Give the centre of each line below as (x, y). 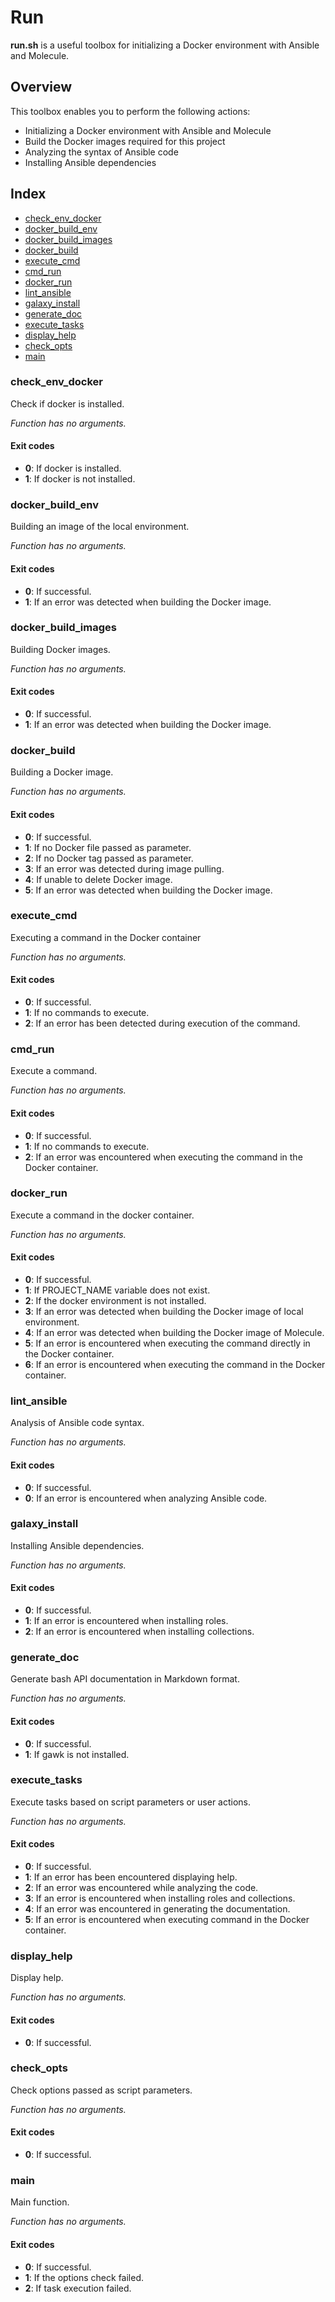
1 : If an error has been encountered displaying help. (131, 1877)
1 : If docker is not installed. (80, 479)
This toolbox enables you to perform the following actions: (130, 111)
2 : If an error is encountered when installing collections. (139, 1632)
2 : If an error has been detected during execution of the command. (162, 1023)
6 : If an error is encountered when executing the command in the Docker (175, 1365)
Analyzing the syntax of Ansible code (101, 152)
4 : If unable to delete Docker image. (98, 879)
